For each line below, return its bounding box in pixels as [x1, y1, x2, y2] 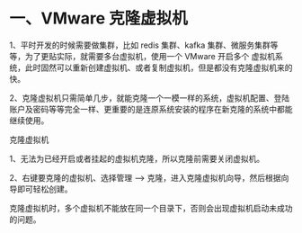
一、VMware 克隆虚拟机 [9, 8, 189, 29]
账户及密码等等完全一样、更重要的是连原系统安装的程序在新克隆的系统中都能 [9, 103, 293, 114]
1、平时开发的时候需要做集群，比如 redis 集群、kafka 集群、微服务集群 [9, 40, 271, 50]
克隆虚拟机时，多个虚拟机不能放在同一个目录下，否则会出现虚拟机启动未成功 [9, 202, 293, 213]
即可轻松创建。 [16, 184, 73, 194]
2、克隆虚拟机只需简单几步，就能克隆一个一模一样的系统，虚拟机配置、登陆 [9, 92, 290, 103]
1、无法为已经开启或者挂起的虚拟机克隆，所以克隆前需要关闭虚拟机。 [9, 153, 265, 164]
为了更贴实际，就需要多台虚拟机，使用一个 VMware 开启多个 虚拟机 [24, 50, 276, 61]
